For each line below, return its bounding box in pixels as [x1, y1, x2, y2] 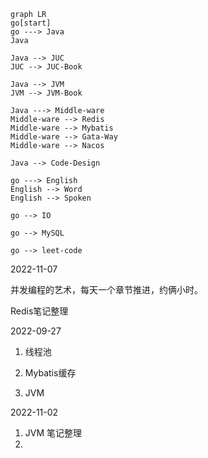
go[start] [10, 18, 52, 28]
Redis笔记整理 [10, 305, 69, 317]
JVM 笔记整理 [24, 427, 83, 439]
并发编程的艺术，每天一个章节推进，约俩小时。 [10, 284, 203, 295]
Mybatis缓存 [24, 367, 77, 379]
